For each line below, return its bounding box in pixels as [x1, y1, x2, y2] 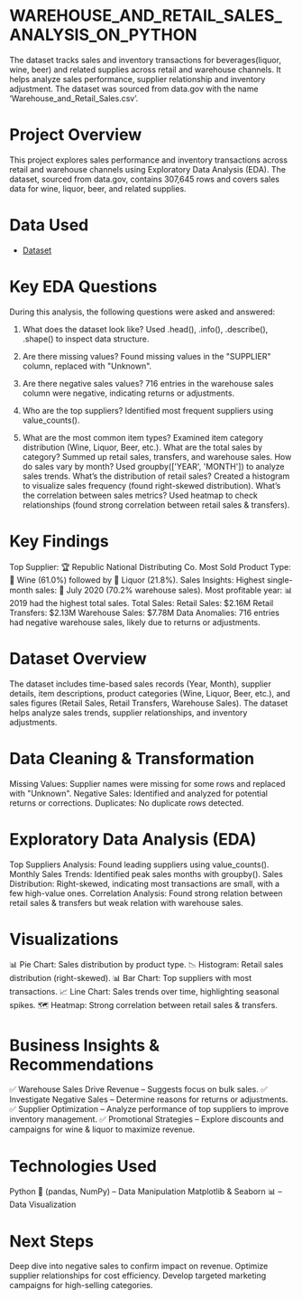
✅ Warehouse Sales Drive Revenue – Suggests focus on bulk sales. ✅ [9, 1084, 268, 1095]
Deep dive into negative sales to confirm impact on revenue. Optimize [9, 1261, 269, 1272]
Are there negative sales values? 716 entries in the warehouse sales [22, 378, 274, 388]
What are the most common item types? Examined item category [22, 432, 264, 443]
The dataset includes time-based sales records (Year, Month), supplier [9, 678, 272, 689]
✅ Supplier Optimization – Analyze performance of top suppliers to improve [9, 1104, 289, 1115]
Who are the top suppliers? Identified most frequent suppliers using [22, 405, 274, 416]
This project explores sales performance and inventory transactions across [9, 154, 288, 165]
